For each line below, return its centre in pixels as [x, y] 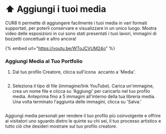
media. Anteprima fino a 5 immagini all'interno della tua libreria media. [84, 97]
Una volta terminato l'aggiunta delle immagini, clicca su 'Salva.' [77, 102]
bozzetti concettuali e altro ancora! [41, 39]
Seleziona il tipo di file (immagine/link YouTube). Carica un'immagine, [83, 86]
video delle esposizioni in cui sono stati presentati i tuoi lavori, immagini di [81, 33]
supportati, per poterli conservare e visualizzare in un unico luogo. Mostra [81, 28]
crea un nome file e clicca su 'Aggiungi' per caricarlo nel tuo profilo [81, 91]
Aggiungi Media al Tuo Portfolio [44, 61]
